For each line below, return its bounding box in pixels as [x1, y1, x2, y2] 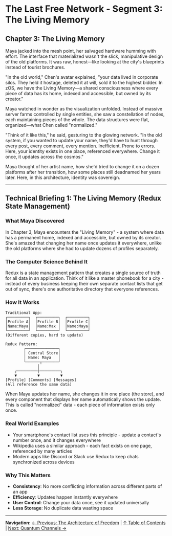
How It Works [5, 299, 40, 306]
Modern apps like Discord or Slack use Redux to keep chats [12, 453, 139, 459]
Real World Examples [5, 420, 59, 427]
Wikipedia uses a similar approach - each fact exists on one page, [12, 442, 152, 449]
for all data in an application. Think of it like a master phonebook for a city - [5, 275, 164, 281]
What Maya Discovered [5, 217, 65, 225]
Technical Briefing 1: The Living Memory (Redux [5, 194, 161, 203]
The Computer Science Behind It [5, 258, 88, 265]
